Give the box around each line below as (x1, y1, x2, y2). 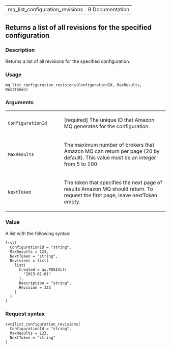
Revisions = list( (10, 258, 49, 263)
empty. (64, 198, 81, 205)
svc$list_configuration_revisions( (5, 321, 81, 327)
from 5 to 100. (64, 160, 99, 168)
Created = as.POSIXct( (18, 267, 67, 272)
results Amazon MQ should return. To (64, 185, 153, 193)
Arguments (5, 99, 34, 106)
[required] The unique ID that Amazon (64, 117, 155, 124)
